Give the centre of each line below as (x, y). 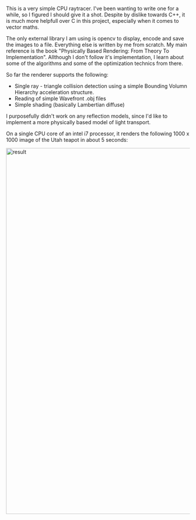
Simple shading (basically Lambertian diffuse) (69, 105)
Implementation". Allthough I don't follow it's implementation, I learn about (95, 57)
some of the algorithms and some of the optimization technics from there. (95, 63)
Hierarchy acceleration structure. (54, 92)
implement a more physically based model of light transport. (78, 122)
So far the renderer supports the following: (57, 75)
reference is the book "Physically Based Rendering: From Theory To (87, 51)
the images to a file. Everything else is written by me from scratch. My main (97, 45)
